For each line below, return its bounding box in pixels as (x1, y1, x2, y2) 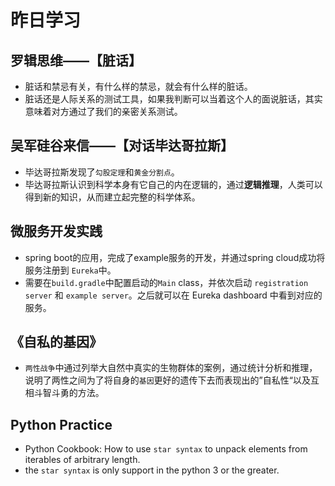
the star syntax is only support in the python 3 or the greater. (24, 464, 280, 476)
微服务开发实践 (10, 223, 103, 240)
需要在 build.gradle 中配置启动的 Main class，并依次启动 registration (24, 276, 309, 288)
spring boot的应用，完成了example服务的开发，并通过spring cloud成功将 (24, 251, 326, 263)
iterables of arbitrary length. (24, 454, 141, 466)
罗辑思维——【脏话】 (10, 52, 142, 69)
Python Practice (10, 416, 113, 433)
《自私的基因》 (10, 334, 103, 351)
